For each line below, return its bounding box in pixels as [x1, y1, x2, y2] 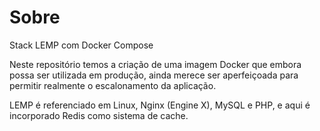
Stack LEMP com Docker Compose [9, 39, 154, 51]
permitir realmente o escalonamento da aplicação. [9, 79, 217, 91]
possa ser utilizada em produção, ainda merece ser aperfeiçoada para [9, 69, 299, 81]
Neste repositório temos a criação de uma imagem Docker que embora [9, 58, 302, 70]
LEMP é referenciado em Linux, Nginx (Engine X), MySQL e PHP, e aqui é [9, 99, 311, 111]
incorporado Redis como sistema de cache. [9, 109, 189, 121]
